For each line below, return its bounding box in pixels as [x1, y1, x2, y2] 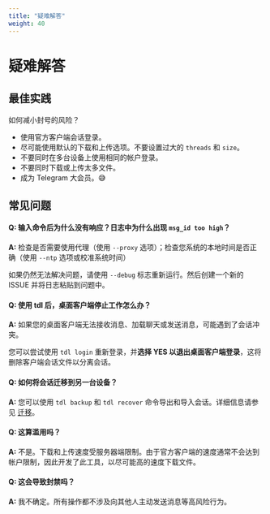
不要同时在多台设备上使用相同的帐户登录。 [19, 152, 163, 162]
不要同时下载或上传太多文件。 [19, 162, 120, 172]
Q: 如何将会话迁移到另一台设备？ [8, 377, 118, 387]
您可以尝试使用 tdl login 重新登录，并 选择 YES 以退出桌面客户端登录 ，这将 [8, 347, 262, 357]
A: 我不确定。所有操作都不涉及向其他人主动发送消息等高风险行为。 [8, 496, 232, 506]
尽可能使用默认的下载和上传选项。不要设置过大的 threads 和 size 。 [19, 142, 245, 152]
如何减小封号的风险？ [8, 114, 79, 124]
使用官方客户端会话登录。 [19, 132, 106, 142]
